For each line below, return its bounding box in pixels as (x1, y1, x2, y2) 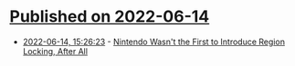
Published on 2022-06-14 (9, 6, 210, 27)
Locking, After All (22, 45, 89, 56)
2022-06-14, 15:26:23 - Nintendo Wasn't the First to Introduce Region (22, 36, 286, 47)
